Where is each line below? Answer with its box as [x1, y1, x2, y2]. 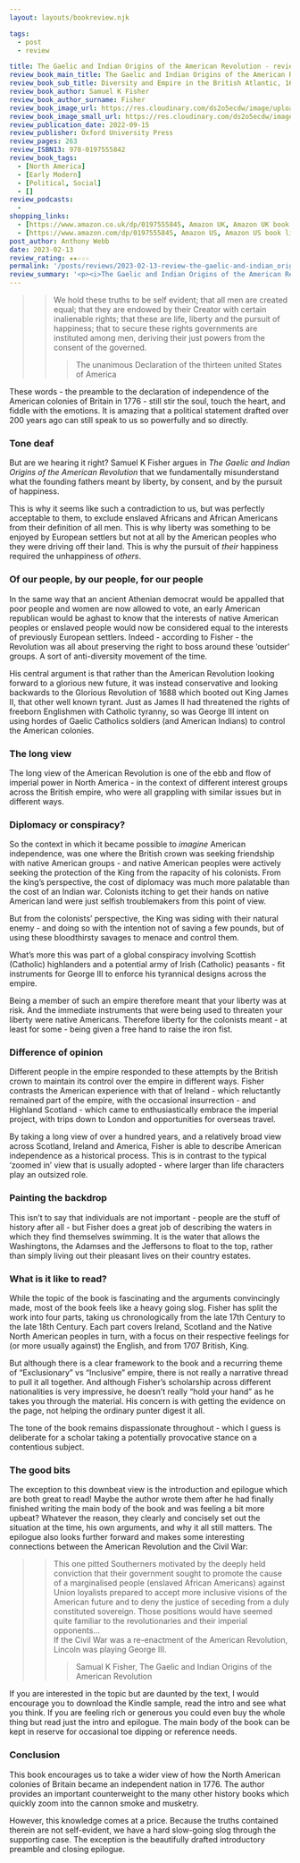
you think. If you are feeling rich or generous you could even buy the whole [9, 1707, 286, 1718]
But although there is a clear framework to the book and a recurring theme [9, 1357, 283, 1369]
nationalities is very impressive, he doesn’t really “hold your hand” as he [9, 1386, 275, 1397]
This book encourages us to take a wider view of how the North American [9, 1769, 281, 1780]
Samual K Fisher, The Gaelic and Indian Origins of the [75, 1662, 272, 1672]
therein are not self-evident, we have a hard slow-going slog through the [9, 1825, 277, 1835]
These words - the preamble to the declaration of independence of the [9, 387, 270, 396]
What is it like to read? [9, 1272, 107, 1285]
